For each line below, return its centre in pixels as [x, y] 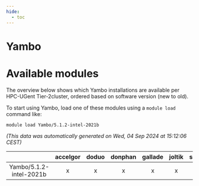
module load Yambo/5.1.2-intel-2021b [53, 125]
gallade [153, 156]
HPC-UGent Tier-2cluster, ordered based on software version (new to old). [97, 96]
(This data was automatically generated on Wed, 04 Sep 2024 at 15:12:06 [97, 136]
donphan [123, 156]
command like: [24, 114]
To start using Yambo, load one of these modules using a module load [91, 108]
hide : [13, 12]
